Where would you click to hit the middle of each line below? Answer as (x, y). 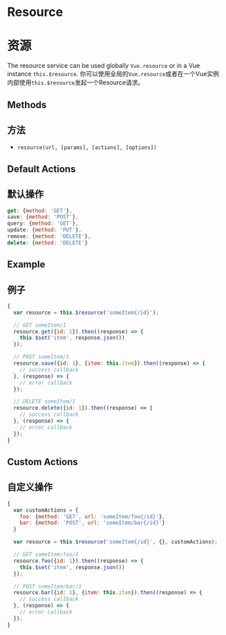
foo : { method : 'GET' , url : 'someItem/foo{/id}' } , (93, 516)
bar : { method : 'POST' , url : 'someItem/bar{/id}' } (93, 523)
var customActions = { (46, 510)
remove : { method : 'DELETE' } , (49, 236)
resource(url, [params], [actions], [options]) (87, 148)
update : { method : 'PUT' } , (44, 230)
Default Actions (41, 169)
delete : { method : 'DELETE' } (48, 243)
